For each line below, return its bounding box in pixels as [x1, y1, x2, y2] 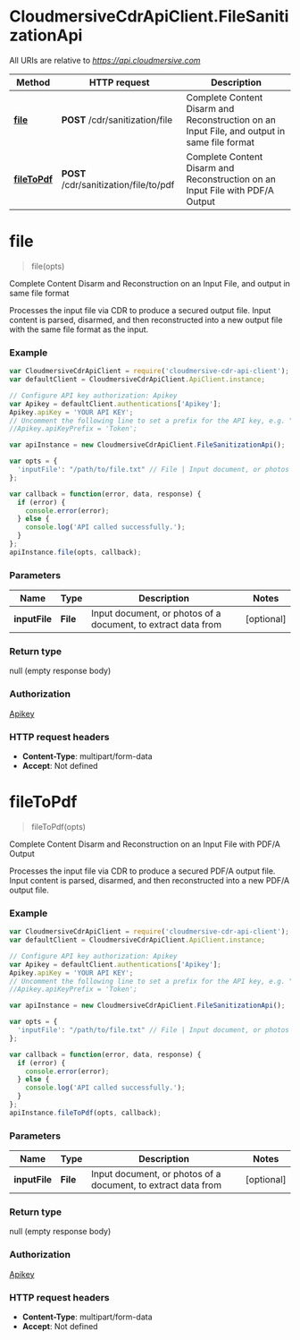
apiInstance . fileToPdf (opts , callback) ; [9, 1108, 162, 1117]
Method [16, 76, 51, 89]
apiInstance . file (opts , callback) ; [9, 548, 142, 557]
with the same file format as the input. [9, 324, 149, 335]
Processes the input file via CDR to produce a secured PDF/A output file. [9, 866, 276, 876]
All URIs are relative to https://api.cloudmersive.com [9, 55, 201, 65]
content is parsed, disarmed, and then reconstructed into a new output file [9, 314, 283, 325]
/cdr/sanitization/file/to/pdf [61, 178, 175, 191]
